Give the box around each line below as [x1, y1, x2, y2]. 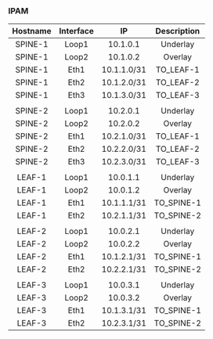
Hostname [12, 26, 52, 37]
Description [155, 26, 200, 37]
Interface [58, 26, 94, 37]
